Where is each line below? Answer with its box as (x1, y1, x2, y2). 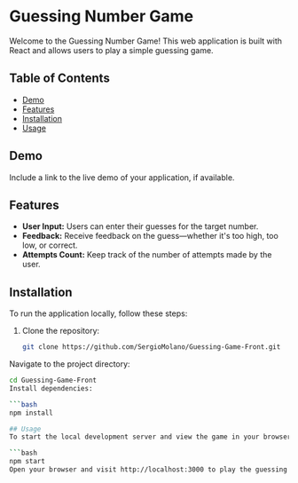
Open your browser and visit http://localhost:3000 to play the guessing (9, 465, 288, 474)
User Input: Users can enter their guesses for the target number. (21, 221, 259, 232)
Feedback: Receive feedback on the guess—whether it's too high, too (21, 231, 279, 241)
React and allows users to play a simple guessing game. (9, 44, 215, 55)
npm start (9, 457, 46, 466)
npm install (9, 408, 53, 417)
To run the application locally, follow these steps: (9, 308, 188, 319)
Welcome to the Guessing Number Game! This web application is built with (9, 36, 282, 46)
